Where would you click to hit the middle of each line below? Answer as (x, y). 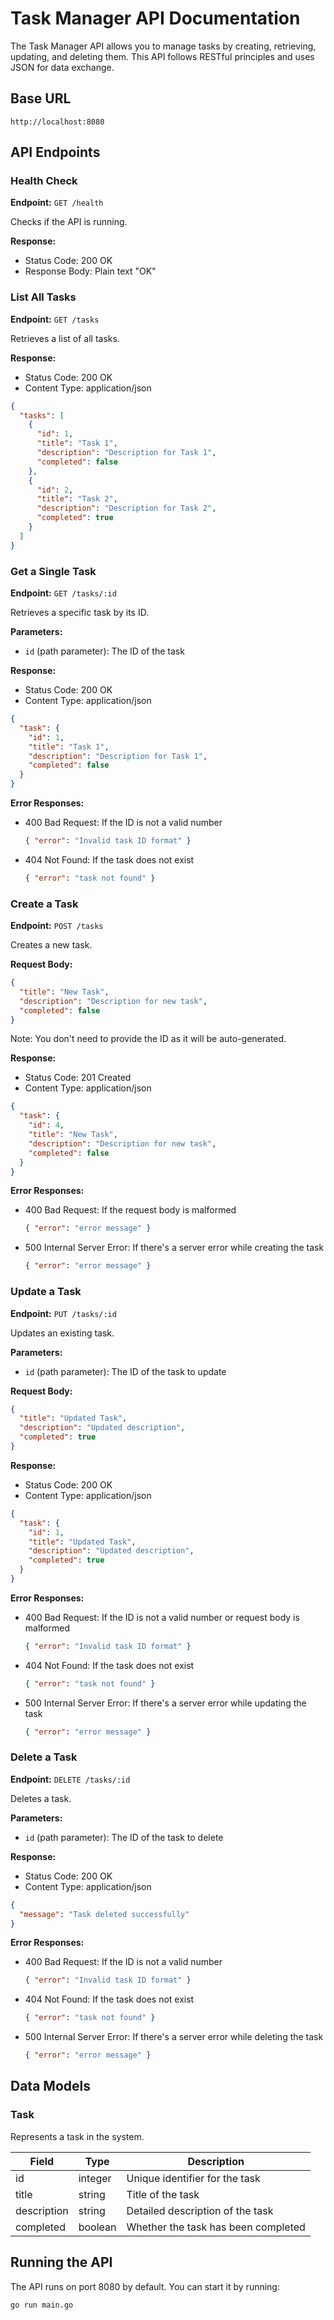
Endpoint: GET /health (57, 203)
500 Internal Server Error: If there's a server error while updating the (165, 1703)
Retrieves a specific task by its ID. (80, 613)
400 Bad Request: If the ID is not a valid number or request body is (162, 1617)
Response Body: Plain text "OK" (90, 271)
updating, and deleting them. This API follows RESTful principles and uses (162, 56)
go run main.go (42, 2305)
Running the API (61, 2262)
